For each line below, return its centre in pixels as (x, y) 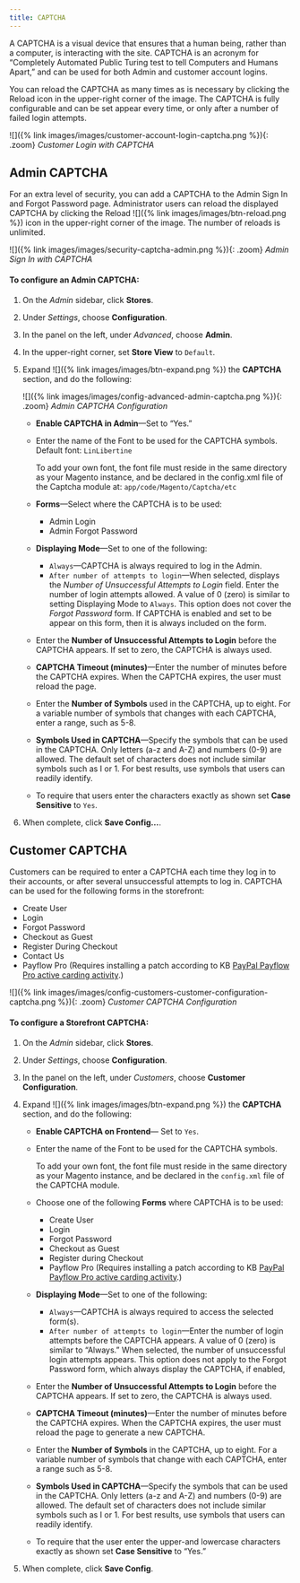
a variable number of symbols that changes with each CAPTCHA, (156, 713)
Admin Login (73, 521)
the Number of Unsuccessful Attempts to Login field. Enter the (164, 585)
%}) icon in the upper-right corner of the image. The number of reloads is (145, 223)
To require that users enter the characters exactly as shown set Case (163, 796)
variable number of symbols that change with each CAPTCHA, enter (161, 1459)
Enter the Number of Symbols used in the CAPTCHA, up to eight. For (163, 703)
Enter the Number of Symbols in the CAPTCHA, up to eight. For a (156, 1449)
